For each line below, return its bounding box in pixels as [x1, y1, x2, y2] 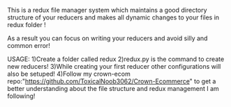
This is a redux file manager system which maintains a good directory [7, 6, 207, 14]
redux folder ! [7, 21, 47, 28]
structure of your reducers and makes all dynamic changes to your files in [7, 13, 220, 22]
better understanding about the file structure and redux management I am [7, 85, 220, 92]
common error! [7, 42, 50, 49]
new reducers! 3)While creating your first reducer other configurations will [7, 63, 221, 70]
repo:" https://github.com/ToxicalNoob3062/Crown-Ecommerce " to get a [7, 77, 216, 85]
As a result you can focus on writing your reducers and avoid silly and [7, 34, 208, 42]
